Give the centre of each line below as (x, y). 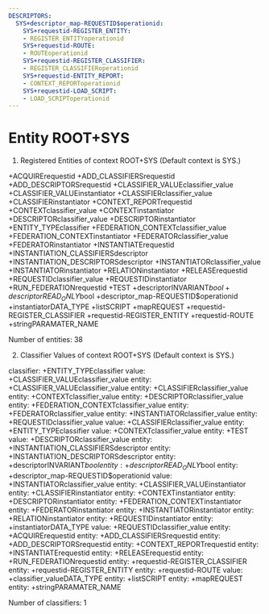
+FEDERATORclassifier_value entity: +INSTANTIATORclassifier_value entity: (133, 413)
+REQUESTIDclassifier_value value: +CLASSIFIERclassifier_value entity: (126, 422)
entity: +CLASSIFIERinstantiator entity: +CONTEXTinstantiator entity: (122, 492)
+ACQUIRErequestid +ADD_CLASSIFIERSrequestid (92, 176)
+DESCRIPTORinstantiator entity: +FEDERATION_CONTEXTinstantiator (125, 501)
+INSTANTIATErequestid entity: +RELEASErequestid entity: (106, 553)
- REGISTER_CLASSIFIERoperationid (81, 69)
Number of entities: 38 (46, 339)
